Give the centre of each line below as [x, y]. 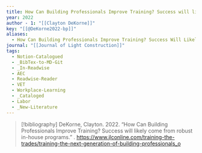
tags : [13, 51]
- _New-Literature [35, 107]
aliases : [17, 34]
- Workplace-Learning [39, 90]
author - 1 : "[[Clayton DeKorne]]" [51, 23]
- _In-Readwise [31, 68]
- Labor [21, 101]
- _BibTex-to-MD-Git [37, 62]
